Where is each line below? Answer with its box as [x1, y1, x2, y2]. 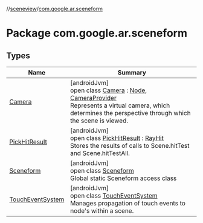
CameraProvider [70, 94, 117, 102]
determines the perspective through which [70, 109, 192, 117]
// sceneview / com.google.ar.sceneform [6, 5, 103, 12]
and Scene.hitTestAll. [70, 149, 130, 157]
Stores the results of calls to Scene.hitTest [70, 142, 190, 150]
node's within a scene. [70, 207, 134, 215]
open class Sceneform [70, 167, 134, 175]
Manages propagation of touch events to [70, 199, 186, 207]
